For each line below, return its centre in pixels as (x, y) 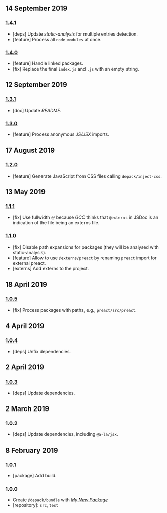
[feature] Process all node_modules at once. (57, 39)
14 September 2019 (36, 8)
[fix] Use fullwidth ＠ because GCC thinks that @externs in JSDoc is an (85, 217)
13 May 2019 (25, 192)
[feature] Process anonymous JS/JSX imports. (61, 134)
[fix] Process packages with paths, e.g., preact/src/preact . (74, 310)
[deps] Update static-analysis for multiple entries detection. (75, 34)
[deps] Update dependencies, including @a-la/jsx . (65, 434)
